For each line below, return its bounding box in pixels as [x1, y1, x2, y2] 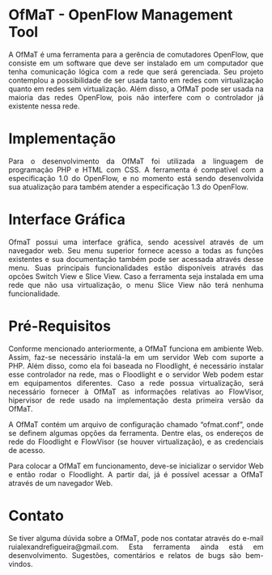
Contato [8, 506, 65, 525]
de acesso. [8, 445, 45, 455]
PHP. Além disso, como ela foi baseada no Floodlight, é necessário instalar [8, 361, 264, 370]
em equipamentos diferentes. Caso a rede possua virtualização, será [8, 378, 264, 387]
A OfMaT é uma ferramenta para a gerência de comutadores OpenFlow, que [8, 49, 264, 59]
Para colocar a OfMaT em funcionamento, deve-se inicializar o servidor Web [8, 461, 264, 471]
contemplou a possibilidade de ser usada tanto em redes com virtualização [8, 75, 264, 85]
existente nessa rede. [8, 101, 80, 111]
